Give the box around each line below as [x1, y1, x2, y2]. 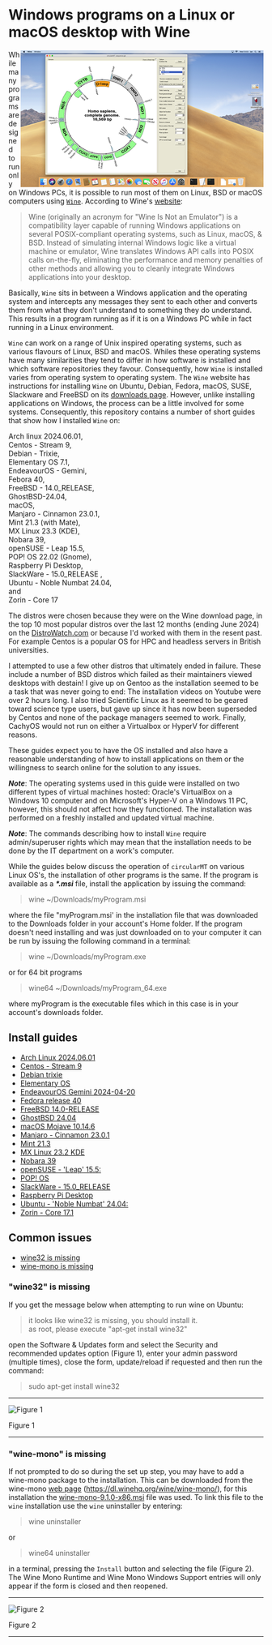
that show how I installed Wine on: [8, 415, 121, 425]
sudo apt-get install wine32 [28, 1381, 120, 1391]
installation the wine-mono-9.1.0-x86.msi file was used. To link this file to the [8, 1493, 264, 1502]
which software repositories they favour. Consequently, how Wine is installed [8, 363, 263, 374]
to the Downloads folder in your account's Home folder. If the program [8, 919, 243, 928]
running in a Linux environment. [8, 322, 114, 332]
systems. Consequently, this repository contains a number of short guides [8, 407, 256, 417]
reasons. [8, 730, 38, 739]
